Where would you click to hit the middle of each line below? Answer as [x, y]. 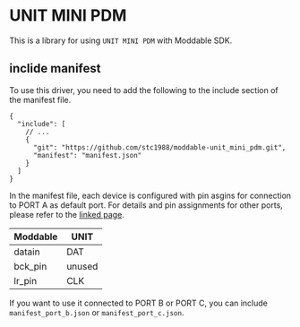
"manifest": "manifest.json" [87, 155]
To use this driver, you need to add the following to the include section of [144, 90]
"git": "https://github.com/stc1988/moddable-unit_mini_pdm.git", [159, 147]
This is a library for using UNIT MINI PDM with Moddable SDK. [121, 40]
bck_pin [30, 266]
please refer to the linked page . [67, 214]
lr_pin [26, 280]
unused [82, 266]
